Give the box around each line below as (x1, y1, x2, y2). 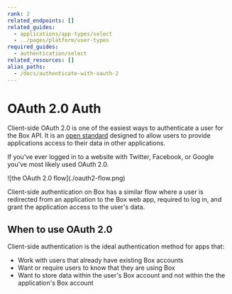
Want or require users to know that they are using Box (17, 263, 175, 272)
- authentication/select (13, 50, 87, 58)
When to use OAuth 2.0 (7, 223, 113, 235)
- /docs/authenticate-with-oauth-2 (13, 70, 119, 77)
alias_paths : (7, 63, 46, 70)
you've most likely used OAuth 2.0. (7, 160, 109, 169)
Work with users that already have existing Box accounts (17, 256, 184, 265)
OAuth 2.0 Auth (7, 100, 101, 116)
